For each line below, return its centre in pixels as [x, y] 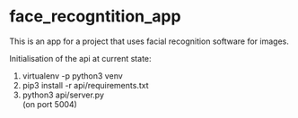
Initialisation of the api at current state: [80, 58]
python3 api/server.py [63, 95]
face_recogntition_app [95, 17]
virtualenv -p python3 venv [72, 76]
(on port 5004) [50, 104]
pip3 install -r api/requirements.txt [85, 85]
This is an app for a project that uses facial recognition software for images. [149, 41]
